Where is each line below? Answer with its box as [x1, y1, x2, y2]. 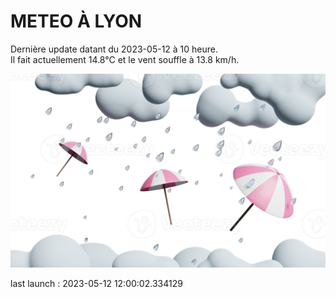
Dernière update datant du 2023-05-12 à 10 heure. [10, 43, 219, 55]
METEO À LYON [10, 10, 143, 33]
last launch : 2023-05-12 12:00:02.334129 [10, 278, 183, 290]
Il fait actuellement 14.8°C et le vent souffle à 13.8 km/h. [10, 53, 240, 65]
